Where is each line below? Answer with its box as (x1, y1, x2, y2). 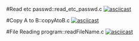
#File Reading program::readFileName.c (6, 28, 104, 35)
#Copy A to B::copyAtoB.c (6, 17, 70, 23)
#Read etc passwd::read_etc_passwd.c (6, 6, 103, 12)
